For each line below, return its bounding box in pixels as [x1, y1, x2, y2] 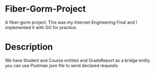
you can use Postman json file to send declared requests [5, 62, 118, 68]
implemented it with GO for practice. [5, 24, 77, 30]
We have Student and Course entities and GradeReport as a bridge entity [5, 57, 150, 63]
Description [5, 42, 53, 53]
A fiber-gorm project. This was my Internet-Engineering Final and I [5, 19, 138, 25]
